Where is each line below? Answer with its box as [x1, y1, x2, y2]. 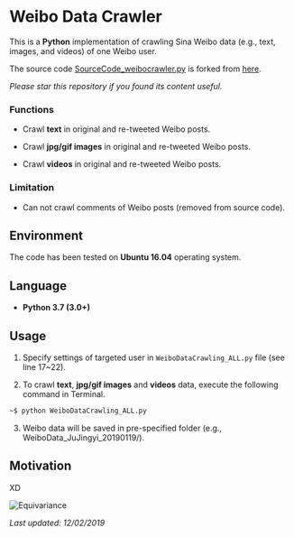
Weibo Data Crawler [9, 6, 162, 27]
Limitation [9, 181, 55, 194]
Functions [9, 103, 54, 116]
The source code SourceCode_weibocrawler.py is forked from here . [9, 63, 262, 74]
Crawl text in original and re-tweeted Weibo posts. [22, 124, 211, 134]
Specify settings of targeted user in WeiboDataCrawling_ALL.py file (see [22, 352, 286, 363]
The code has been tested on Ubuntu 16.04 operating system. [9, 252, 242, 263]
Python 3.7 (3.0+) [22, 302, 91, 313]
